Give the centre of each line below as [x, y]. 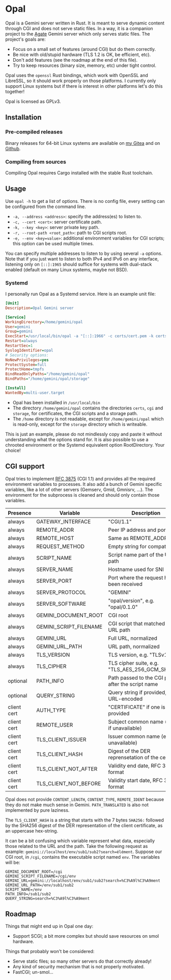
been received [125, 584]
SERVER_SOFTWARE [61, 604]
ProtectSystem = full [26, 365]
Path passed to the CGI [136, 678]
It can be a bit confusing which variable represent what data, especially [80, 841]
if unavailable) [125, 728]
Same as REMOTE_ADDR [138, 538]
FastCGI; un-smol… [33, 972]
